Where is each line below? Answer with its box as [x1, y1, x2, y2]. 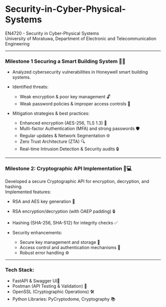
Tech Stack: [5, 266, 35, 273]
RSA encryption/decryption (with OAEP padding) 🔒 [12, 208, 116, 214]
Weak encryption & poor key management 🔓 [19, 94, 111, 100]
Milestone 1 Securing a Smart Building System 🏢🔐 [5, 58, 126, 65]
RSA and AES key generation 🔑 [12, 198, 76, 204]
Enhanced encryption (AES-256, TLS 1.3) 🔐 [19, 120, 107, 126]
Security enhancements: [12, 229, 63, 235]
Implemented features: [5, 189, 51, 195]
